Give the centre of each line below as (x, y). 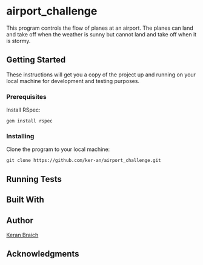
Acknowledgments (43, 254)
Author (20, 220)
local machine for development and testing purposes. (73, 81)
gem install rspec (29, 121)
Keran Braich (22, 235)
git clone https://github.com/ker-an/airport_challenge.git (84, 161)
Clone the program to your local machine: (58, 149)
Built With (25, 200)
